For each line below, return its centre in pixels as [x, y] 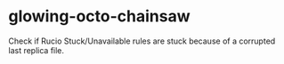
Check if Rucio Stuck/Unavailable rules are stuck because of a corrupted [142, 41]
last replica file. [36, 50]
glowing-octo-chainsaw [99, 16]
